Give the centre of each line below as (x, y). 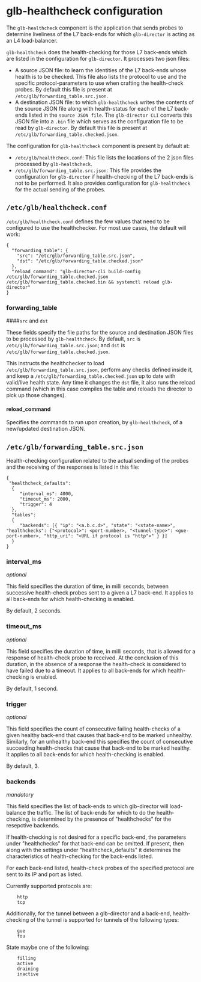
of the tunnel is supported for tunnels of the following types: (104, 920)
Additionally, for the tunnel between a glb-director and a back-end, (89, 913)
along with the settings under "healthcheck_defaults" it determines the (94, 850)
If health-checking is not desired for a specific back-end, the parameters (96, 837)
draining (28, 969)
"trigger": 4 (36, 505)
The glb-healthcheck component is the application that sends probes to (95, 28)
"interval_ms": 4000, (46, 494)
